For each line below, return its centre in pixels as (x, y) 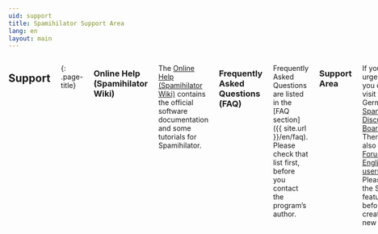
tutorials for (177, 137)
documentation (183, 120)
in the (283, 102)
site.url (295, 128)
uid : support (30, 16)
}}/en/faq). (291, 137)
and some (174, 128)
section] (287, 120)
